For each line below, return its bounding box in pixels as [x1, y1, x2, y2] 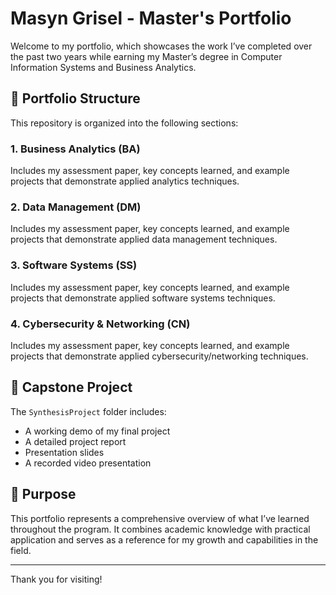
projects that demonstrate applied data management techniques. [10, 233, 278, 246]
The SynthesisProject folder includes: [10, 405, 167, 417]
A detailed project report [24, 435, 127, 447]
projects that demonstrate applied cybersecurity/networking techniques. [10, 350, 309, 362]
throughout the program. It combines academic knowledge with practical [10, 523, 311, 535]
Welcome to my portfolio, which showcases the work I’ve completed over [10, 40, 313, 52]
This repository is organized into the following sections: [10, 117, 239, 129]
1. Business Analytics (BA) [10, 142, 141, 156]
